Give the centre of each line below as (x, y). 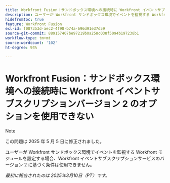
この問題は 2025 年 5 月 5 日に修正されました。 (55, 141)
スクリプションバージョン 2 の (77, 104)
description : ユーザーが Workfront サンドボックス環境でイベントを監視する (78, 15)
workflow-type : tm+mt (28, 38)
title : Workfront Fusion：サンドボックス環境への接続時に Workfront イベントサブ (85, 10)
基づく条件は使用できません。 (63, 164)
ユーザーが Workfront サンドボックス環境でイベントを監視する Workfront (81, 152)
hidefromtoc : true (25, 19)
